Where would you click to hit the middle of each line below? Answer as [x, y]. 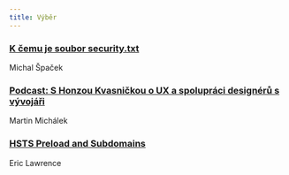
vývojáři [27, 101]
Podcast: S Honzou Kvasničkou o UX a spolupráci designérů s [144, 90]
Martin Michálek [38, 121]
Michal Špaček [36, 67]
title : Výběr [33, 17]
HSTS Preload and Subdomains [77, 144]
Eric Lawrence [35, 163]
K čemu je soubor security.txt [74, 48]
